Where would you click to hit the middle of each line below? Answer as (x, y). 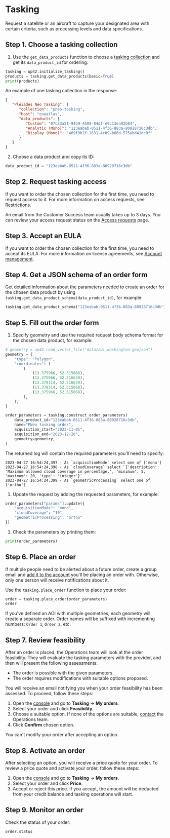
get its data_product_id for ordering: (50, 62)
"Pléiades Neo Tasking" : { (40, 105)
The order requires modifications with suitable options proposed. (80, 678)
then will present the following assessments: (51, 663)
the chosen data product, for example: (52, 340)
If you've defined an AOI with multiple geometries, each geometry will (78, 614)
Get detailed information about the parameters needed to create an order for (85, 287)
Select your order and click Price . (48, 783)
